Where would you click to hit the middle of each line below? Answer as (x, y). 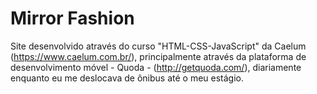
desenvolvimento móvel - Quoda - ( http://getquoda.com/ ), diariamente (156, 67)
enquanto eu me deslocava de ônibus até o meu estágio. (127, 78)
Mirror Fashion (72, 18)
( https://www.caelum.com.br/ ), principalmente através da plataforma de (158, 56)
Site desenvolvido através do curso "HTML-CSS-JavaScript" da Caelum (158, 46)
